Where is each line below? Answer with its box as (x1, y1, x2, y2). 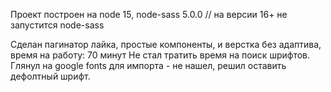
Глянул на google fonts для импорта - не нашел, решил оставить (10, 60, 287, 71)
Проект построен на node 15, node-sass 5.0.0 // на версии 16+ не (10, 9, 288, 20)
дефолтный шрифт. (10, 70, 91, 82)
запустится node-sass (10, 19, 105, 31)
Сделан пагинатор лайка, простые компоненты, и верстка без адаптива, (10, 39, 322, 50)
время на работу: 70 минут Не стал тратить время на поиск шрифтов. (10, 49, 311, 61)
